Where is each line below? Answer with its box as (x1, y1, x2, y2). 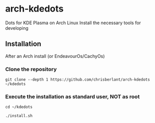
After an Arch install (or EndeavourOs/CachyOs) (5, 53, 105, 59)
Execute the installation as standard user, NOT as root (5, 93, 140, 100)
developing (5, 25, 29, 31)
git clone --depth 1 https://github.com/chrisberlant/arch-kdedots (5, 77, 150, 82)
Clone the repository (5, 66, 57, 73)
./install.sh (5, 113, 33, 118)
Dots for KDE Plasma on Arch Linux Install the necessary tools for (5, 20, 141, 26)
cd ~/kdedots (5, 104, 33, 110)
